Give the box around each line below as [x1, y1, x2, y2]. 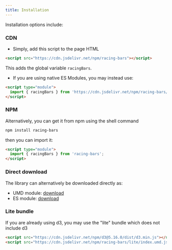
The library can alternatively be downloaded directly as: [5, 180, 123, 186]
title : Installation [5, 7, 50, 13]
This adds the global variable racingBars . [5, 65, 92, 71]
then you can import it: [5, 137, 53, 143]
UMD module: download [12, 190, 64, 196]
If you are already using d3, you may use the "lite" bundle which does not [5, 219, 160, 226]
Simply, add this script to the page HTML [12, 45, 99, 52]
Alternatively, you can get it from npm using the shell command [5, 118, 139, 124]
